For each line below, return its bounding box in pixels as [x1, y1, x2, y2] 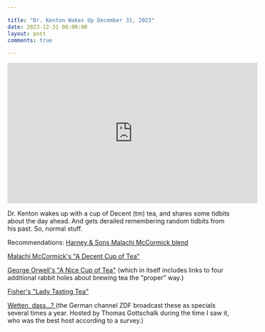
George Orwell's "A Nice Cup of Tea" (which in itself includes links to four [7, 266, 224, 275]
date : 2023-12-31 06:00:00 [7, 23, 88, 31]
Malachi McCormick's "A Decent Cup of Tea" [7, 252, 141, 261]
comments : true [7, 36, 53, 44]
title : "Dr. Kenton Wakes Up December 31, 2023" [7, 16, 155, 24]
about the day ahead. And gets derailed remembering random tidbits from [7, 217, 225, 226]
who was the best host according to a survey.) [7, 316, 144, 325]
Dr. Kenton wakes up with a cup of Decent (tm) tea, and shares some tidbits [7, 209, 230, 218]
